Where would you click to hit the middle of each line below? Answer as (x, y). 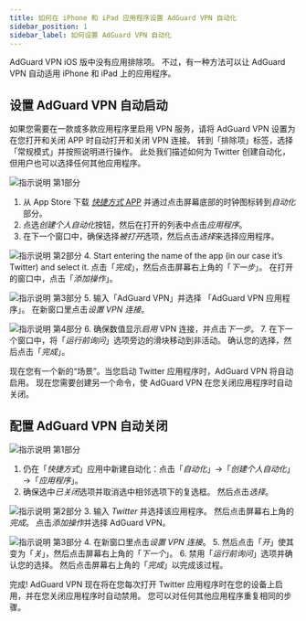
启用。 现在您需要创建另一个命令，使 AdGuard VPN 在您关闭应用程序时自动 (151, 383)
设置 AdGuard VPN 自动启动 (89, 105)
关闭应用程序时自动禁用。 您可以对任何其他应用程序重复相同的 (166, 596)
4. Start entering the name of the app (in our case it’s (183, 256)
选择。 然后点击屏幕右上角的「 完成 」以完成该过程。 (131, 565)
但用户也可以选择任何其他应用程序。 (78, 163)
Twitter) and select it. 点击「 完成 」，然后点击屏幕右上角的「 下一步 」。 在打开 (152, 267)
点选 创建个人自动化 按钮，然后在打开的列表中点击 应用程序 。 (135, 225)
